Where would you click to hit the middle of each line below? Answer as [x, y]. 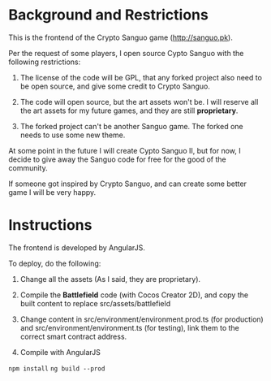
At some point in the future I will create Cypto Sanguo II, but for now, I [125, 150]
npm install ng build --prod [57, 368]
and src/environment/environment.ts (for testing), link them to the [129, 327]
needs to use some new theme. [73, 135]
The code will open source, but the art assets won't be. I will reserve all [139, 102]
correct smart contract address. [73, 336]
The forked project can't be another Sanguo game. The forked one [131, 126]
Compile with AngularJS [60, 352]
